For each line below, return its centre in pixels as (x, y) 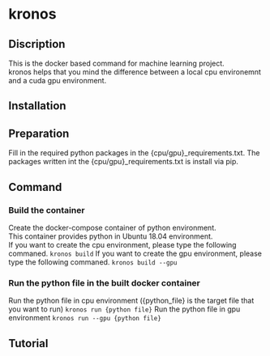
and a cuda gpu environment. (58, 81)
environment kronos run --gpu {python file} (85, 318)
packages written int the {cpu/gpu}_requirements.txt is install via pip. (124, 162)
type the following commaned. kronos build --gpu (93, 262)
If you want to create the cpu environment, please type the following (122, 244)
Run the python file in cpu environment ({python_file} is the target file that (131, 301)
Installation (37, 106)
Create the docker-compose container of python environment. (112, 227)
